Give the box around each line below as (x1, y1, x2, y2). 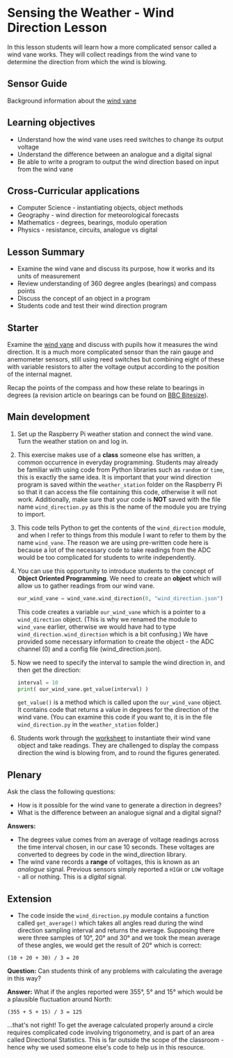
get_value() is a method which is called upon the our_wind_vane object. (17, 698, 223, 706)
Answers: (7, 822, 36, 830)
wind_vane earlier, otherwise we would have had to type (17, 623, 176, 631)
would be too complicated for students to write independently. (17, 553, 196, 561)
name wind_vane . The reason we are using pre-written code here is (17, 538, 209, 546)
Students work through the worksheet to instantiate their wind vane (17, 734, 211, 743)
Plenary (7, 769, 42, 781)
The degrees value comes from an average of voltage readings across (17, 835, 219, 844)
